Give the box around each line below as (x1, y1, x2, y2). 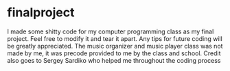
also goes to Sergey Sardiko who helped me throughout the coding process (7, 56, 221, 64)
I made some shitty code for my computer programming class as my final (7, 27, 214, 35)
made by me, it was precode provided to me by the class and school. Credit (7, 49, 221, 57)
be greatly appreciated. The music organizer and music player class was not (7, 42, 223, 50)
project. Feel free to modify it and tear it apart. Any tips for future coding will (7, 34, 223, 42)
